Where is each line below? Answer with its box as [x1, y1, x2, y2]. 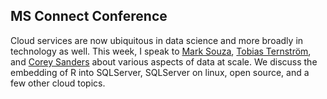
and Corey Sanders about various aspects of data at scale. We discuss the [10, 55, 318, 68]
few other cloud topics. [10, 77, 106, 89]
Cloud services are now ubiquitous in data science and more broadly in [10, 34, 304, 46]
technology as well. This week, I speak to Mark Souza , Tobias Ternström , [10, 45, 312, 57]
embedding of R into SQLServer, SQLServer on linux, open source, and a [10, 66, 310, 78]
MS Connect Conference [10, 8, 168, 25]
